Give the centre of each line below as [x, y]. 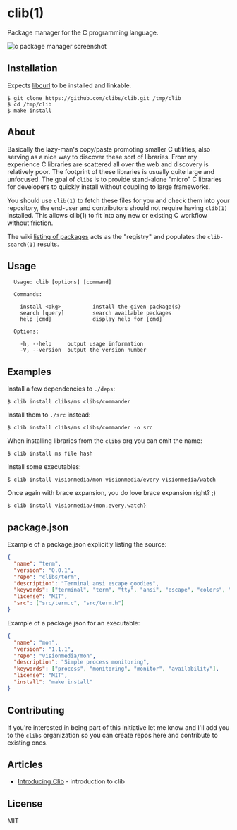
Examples [29, 372]
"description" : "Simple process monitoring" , [82, 662]
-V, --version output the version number [83, 350]
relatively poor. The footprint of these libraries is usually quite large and [111, 171]
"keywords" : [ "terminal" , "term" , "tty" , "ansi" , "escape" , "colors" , [120, 590]
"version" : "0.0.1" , [44, 570]
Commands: [28, 295]
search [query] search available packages [96, 313]
